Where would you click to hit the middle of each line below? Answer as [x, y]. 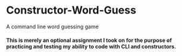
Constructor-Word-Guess [71, 10]
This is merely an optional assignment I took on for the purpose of [89, 40]
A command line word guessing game [53, 27]
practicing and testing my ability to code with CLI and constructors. [91, 46]
